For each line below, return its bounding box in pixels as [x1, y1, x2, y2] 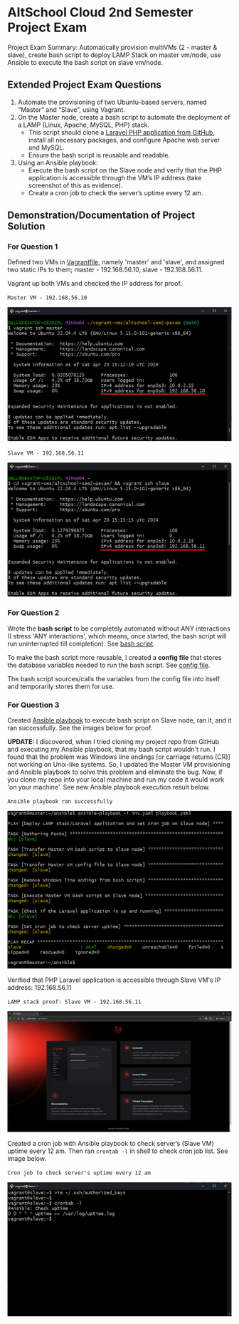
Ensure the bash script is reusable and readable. [28, 150, 171, 159]
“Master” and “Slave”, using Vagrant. [17, 105, 126, 114]
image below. [7, 1154, 46, 1163]
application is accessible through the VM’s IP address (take [28, 173, 202, 182]
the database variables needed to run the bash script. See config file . [7, 661, 211, 669]
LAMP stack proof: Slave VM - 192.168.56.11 [7, 998, 142, 1005]
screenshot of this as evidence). [28, 181, 123, 190]
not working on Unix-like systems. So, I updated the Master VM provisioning [7, 760, 230, 768]
